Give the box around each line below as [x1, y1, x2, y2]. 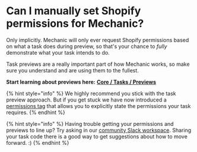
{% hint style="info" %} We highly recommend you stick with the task [6, 90, 176, 97]
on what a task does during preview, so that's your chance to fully [6, 43, 167, 50]
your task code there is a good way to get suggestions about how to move [6, 132, 188, 140]
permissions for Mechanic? [6, 17, 144, 30]
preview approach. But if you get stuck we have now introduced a [6, 96, 167, 103]
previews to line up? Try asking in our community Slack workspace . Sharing [6, 126, 192, 134]
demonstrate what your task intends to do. [6, 49, 110, 56]
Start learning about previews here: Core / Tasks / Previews [6, 78, 156, 85]
